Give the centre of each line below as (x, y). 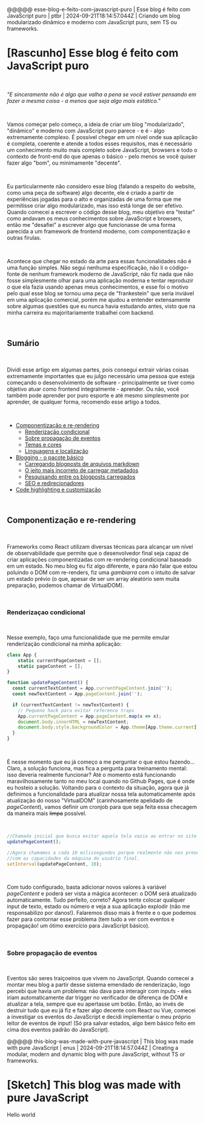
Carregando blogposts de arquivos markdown (82, 463)
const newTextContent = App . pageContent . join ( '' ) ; (77, 694)
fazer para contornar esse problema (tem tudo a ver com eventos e (91, 919)
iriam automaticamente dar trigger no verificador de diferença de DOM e (97, 997)
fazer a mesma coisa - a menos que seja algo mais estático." (84, 100)
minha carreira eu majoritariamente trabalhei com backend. (81, 312)
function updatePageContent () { (48, 683)
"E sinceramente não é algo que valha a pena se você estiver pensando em (102, 94)
